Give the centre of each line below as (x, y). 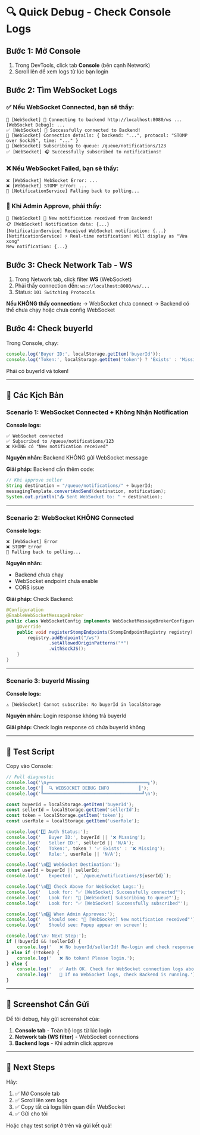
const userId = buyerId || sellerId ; (53, 870)
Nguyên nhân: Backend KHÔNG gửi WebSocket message (77, 458)
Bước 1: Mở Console (43, 51)
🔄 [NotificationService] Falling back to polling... (73, 191)
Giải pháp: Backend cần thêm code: (50, 469)
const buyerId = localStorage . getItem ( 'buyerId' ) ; (70, 804)
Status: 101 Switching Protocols (55, 292)
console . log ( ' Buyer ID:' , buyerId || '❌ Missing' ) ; (76, 837)
